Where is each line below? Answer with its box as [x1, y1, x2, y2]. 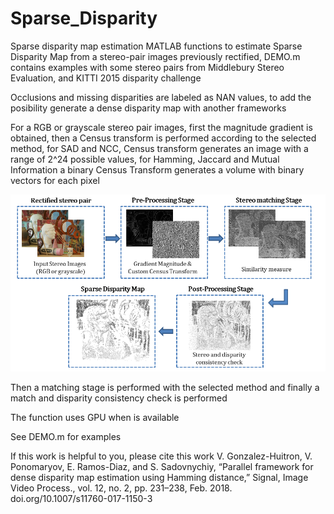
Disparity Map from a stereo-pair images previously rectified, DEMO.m [10, 50, 301, 62]
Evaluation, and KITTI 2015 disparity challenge [10, 72, 202, 84]
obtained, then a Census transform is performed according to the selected [10, 132, 317, 144]
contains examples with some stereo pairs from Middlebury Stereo [10, 61, 285, 73]
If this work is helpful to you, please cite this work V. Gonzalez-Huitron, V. [10, 450, 313, 462]
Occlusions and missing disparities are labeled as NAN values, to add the [10, 91, 312, 103]
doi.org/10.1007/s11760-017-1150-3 [10, 493, 153, 505]
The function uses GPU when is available [10, 412, 180, 424]
